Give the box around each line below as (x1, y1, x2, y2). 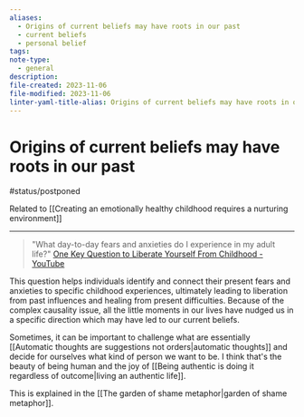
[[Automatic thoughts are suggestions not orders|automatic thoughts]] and (9, 342, 288, 353)
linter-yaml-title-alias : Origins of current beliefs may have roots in (9, 97, 290, 107)
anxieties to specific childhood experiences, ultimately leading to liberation (9, 286, 288, 296)
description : (9, 73, 59, 82)
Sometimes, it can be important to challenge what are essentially (9, 332, 251, 343)
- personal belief (17, 38, 88, 48)
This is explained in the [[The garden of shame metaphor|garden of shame (9, 388, 288, 399)
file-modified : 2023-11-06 (9, 89, 111, 98)
